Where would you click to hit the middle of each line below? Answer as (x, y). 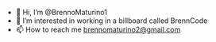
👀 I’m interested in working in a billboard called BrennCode (112, 21)
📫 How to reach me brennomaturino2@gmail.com (98, 29)
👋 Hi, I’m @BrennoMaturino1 (61, 12)
